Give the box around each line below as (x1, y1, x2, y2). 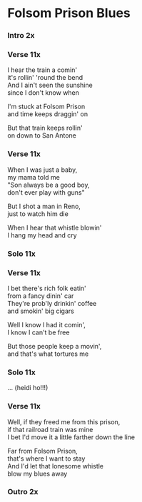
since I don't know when (7, 88, 80, 97)
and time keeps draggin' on (7, 110, 88, 118)
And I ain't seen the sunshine (7, 81, 93, 90)
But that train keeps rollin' (7, 123, 83, 133)
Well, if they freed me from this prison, (7, 417, 121, 426)
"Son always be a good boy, (7, 180, 91, 189)
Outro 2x (7, 487, 39, 497)
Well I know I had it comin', (7, 320, 86, 329)
